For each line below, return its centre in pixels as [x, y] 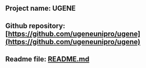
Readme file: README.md [47, 59]
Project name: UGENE [40, 8]
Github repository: [35, 26]
